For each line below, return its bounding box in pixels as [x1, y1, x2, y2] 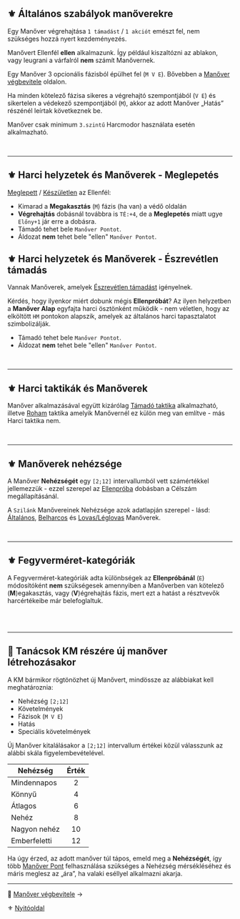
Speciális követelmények [17, 727, 91, 735]
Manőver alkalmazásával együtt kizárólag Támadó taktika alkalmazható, [7, 402, 219, 410]
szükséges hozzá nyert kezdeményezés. [7, 34, 127, 43]
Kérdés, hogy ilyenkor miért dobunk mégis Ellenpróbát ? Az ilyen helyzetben [7, 297, 231, 305]
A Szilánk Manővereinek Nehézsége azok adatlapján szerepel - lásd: [7, 506, 211, 515]
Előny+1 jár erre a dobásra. [17, 217, 96, 226]
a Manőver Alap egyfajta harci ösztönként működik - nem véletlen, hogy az [7, 304, 230, 313]
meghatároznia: [7, 682, 54, 691]
